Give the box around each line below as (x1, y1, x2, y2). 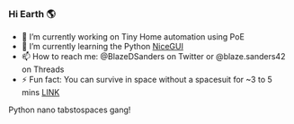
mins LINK (21, 87, 60, 98)
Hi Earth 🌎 (8, 7, 56, 20)
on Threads (21, 64, 65, 75)
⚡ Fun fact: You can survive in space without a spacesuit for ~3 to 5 (21, 75, 273, 85)
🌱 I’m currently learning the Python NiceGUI (21, 41, 183, 52)
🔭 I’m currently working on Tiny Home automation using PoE (21, 31, 245, 42)
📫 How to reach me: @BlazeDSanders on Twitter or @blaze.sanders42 (21, 51, 286, 62)
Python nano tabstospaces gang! (8, 104, 131, 115)
